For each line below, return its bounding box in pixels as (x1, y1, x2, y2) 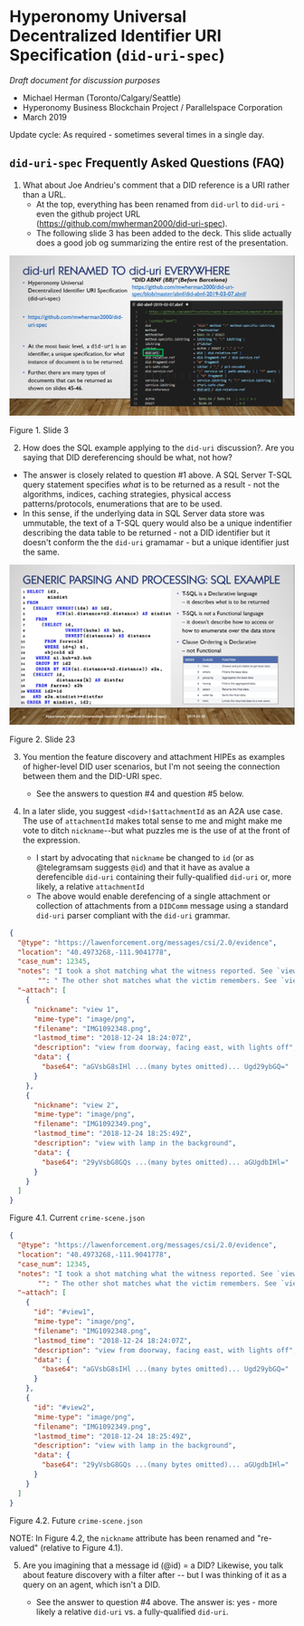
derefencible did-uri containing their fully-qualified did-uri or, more (35, 871, 292, 882)
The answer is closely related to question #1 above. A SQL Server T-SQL (22, 469, 292, 480)
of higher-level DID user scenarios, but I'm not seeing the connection (22, 761, 280, 772)
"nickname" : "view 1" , (33, 1005, 119, 1014)
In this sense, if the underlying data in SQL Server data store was (22, 507, 265, 518)
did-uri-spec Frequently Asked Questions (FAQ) (9, 156, 285, 171)
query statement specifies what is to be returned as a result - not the (22, 478, 280, 490)
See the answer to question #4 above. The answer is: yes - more (35, 1596, 278, 1607)
